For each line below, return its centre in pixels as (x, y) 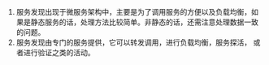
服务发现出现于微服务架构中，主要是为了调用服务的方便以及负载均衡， (134, 12)
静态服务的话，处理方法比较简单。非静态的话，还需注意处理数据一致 (144, 22)
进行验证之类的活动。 (59, 52)
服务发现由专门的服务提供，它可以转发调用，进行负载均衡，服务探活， (134, 42)
